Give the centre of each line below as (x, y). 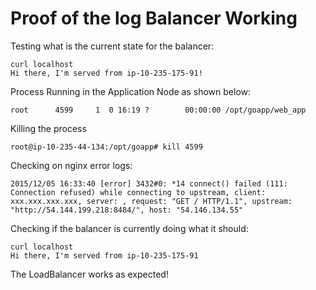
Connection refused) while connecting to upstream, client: (138, 192)
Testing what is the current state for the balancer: (112, 46)
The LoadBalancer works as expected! (89, 274)
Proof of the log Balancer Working (154, 18)
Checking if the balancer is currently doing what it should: (129, 228)
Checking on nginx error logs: (71, 165)
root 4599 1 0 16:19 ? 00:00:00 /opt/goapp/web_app (158, 110)
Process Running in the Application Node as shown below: (131, 91)
